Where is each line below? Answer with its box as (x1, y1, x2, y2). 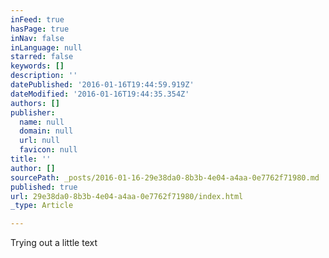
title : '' (10, 154, 52, 164)
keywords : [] (10, 61, 65, 71)
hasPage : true (10, 24, 70, 34)
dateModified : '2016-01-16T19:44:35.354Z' (10, 89, 190, 99)
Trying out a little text (10, 237, 98, 249)
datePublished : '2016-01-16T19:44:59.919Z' (10, 80, 195, 90)
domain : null (19, 126, 74, 136)
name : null (19, 117, 65, 127)
